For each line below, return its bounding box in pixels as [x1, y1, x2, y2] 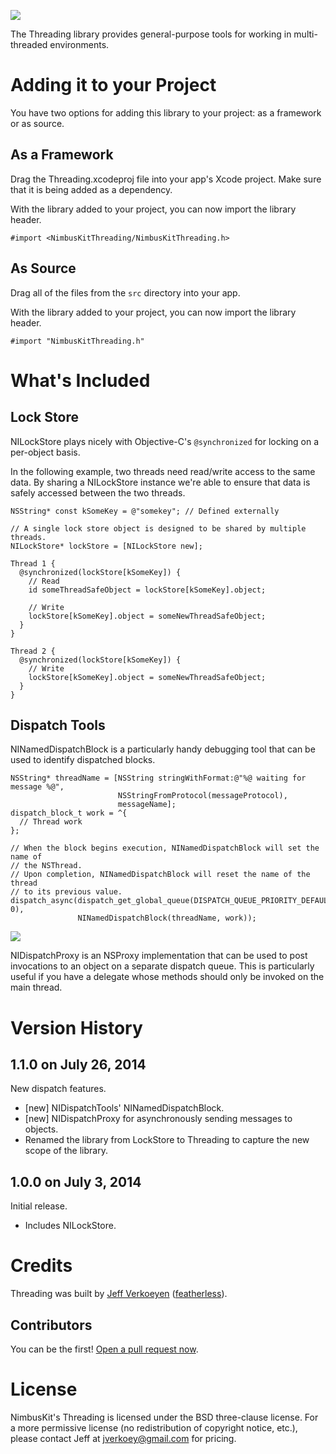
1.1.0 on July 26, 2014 [10, 1056, 147, 1073]
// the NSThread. [10, 861, 83, 871]
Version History [10, 1016, 143, 1039]
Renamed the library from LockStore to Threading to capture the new [24, 1134, 310, 1146]
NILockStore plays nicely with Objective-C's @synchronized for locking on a [10, 435, 320, 447]
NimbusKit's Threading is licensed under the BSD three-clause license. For [10, 1411, 319, 1423]
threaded [10, 39, 48, 50]
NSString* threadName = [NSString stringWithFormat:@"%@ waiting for [10, 773, 307, 784]
